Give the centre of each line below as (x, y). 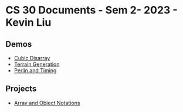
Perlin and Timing (35, 70)
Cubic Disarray (32, 58)
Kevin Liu (28, 22)
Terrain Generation (37, 64)
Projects (21, 89)
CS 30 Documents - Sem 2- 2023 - (91, 10)
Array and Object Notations (47, 103)
